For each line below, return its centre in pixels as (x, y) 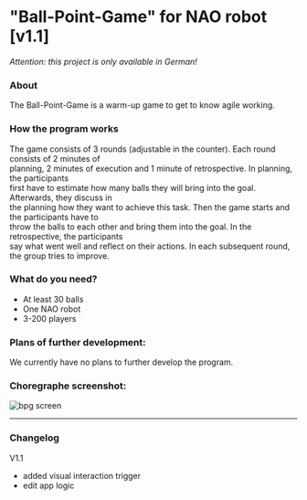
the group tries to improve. (59, 255)
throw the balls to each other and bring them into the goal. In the (131, 227)
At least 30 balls (53, 299)
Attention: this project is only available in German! (104, 61)
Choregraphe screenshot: (68, 386)
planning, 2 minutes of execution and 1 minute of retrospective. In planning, (151, 168)
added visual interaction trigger (82, 475)
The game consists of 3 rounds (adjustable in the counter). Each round (143, 149)
